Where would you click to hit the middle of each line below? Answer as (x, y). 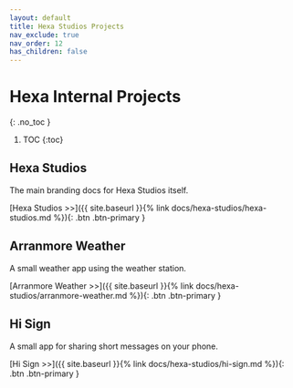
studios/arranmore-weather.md (68, 295)
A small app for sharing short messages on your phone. (114, 346)
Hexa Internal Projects (95, 97)
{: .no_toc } (30, 122)
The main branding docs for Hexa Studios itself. (99, 190)
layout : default (40, 18)
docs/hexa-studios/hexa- (219, 208)
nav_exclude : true (44, 35)
